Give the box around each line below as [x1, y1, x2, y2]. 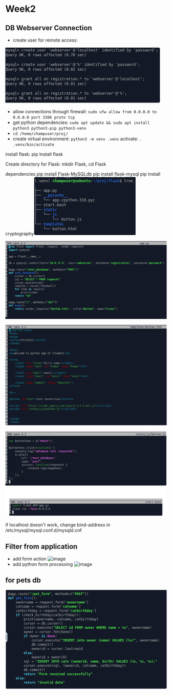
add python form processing [12, 561, 73, 567]
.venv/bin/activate [12, 142, 55, 147]
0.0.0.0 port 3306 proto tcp [12, 115, 75, 120]
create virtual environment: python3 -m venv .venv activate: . [12, 136, 142, 141]
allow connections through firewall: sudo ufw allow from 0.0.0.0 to [12, 109, 157, 114]
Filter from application [5, 542, 78, 551]
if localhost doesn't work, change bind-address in [5, 522, 111, 528]
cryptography [5, 231, 34, 236]
